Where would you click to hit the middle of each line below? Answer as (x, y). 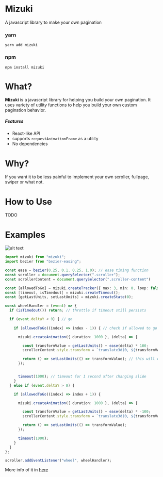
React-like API (26, 133)
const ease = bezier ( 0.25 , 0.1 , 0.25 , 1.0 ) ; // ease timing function (77, 270)
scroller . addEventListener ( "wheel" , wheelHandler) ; (58, 461)
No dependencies (30, 144)
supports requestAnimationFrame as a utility (55, 139)
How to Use (29, 202)
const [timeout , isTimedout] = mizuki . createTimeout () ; (63, 293)
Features (14, 121)
